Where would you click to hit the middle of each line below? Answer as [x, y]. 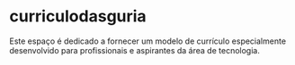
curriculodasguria [78, 16]
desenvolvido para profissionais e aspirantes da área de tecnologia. [135, 50]
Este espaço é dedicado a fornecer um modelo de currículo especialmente [147, 41]
